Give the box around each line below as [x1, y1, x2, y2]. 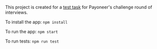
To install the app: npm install [5, 19, 68, 25]
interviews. [5, 9, 28, 15]
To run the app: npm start [5, 29, 58, 34]
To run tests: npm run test [5, 38, 59, 44]
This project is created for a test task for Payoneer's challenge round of [5, 4, 152, 10]
